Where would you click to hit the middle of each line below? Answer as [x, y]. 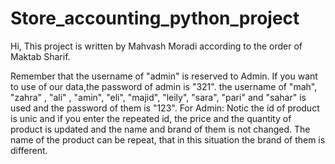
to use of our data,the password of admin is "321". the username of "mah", [164, 86]
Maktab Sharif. [40, 56]
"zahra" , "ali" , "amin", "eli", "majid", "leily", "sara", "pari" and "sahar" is [158, 97]
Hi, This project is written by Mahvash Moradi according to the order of [156, 46]
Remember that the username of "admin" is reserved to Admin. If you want [164, 76]
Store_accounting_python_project [155, 18]
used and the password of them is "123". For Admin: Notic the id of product [165, 108]
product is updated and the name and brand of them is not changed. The [160, 129]
